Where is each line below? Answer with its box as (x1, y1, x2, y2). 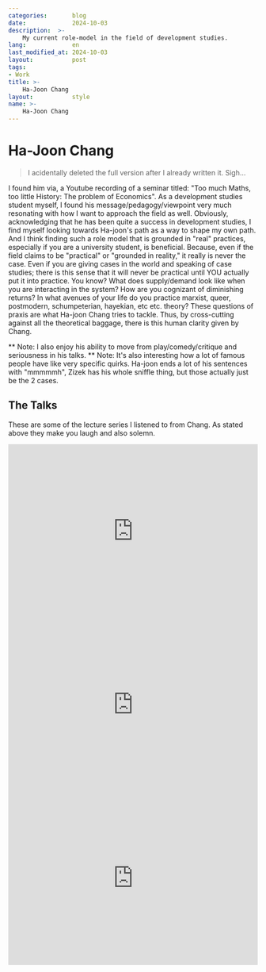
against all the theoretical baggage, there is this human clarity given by (8, 318, 239, 328)
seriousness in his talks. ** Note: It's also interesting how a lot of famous (8, 350, 245, 359)
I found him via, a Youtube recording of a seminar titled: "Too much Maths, (8, 183, 251, 193)
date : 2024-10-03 (8, 19, 108, 27)
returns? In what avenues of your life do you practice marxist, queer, (8, 293, 231, 302)
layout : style (8, 93, 90, 101)
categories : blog (8, 11, 87, 20)
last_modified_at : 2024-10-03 (8, 48, 108, 56)
